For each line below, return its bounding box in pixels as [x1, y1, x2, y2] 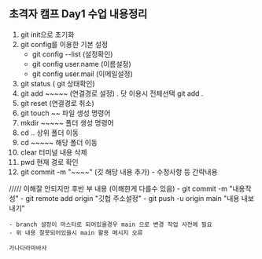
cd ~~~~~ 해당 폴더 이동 [20, 137, 98, 147]
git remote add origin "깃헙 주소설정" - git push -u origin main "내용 [25, 193, 240, 202]
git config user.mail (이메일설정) [31, 69, 133, 78]
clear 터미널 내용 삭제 [20, 148, 87, 157]
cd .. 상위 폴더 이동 [20, 128, 79, 137]
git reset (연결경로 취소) [20, 98, 94, 108]
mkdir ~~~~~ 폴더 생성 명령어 [20, 118, 114, 127]
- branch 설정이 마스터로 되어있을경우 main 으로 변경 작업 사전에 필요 [9, 221, 212, 228]
